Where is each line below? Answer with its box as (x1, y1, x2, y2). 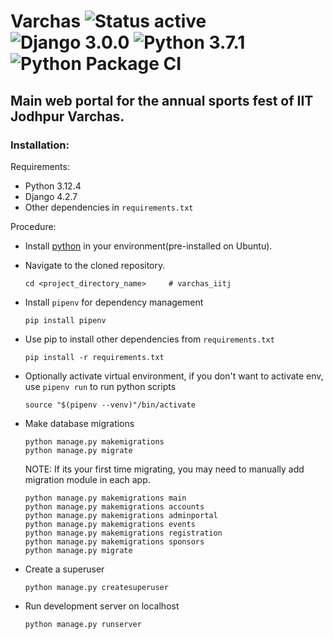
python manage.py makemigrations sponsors (24, 536, 205, 547)
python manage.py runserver (24, 619, 142, 629)
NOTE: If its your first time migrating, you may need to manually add (24, 463, 305, 475)
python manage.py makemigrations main (24, 493, 187, 503)
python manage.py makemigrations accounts (24, 501, 205, 512)
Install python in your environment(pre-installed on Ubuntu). (24, 240, 273, 252)
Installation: (10, 138, 70, 152)
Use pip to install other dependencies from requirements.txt (24, 333, 275, 345)
